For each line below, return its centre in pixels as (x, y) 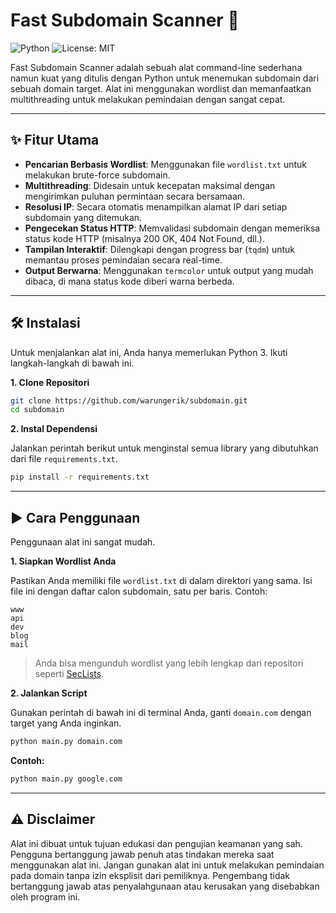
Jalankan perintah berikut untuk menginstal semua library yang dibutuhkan (164, 448)
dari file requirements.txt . (64, 459)
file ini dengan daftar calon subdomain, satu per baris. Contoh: (139, 591)
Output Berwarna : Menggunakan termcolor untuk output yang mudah (169, 270)
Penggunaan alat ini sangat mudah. (83, 542)
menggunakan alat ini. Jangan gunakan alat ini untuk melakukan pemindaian (167, 865)
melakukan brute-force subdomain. (97, 175)
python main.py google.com (66, 779)
